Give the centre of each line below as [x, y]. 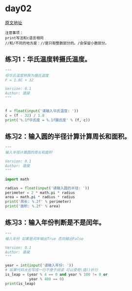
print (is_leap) [20, 284]
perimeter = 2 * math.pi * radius [40, 193]
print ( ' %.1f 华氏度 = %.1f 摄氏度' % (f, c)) [48, 120]
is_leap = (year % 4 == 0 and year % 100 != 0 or [57, 274]
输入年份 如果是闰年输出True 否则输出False [44, 239]
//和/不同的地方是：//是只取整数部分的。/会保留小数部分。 [57, 43]
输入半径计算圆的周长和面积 [29, 153]
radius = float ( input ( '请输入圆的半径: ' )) [47, 188]
